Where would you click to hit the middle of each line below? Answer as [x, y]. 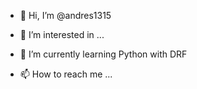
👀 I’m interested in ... [62, 34]
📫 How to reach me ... [66, 74]
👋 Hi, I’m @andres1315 [65, 15]
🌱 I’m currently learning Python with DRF [103, 54]
